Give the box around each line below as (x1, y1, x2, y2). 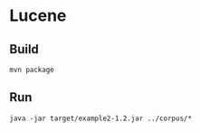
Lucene (9, 5, 67, 26)
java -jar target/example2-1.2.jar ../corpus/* (9, 114, 193, 123)
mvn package (9, 65, 54, 74)
